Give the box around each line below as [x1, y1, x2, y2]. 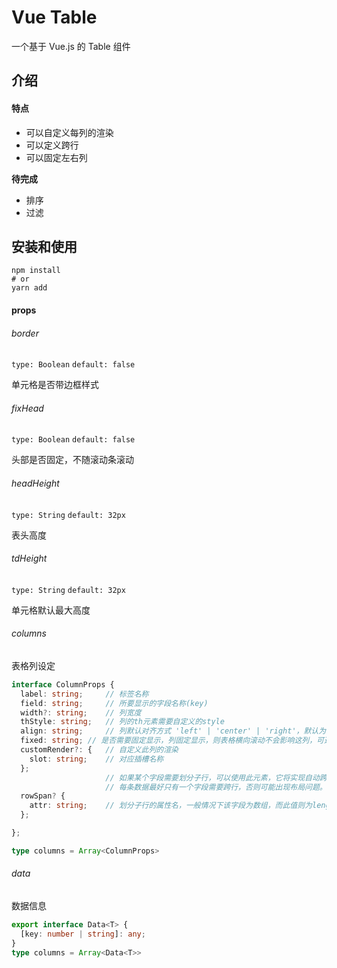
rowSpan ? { [20, 791, 66, 801]
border [11, 327, 39, 339]
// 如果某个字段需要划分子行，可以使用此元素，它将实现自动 [105, 772, 320, 783]
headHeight [11, 477, 60, 489]
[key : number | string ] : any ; [20, 929, 146, 939]
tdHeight [11, 552, 48, 565]
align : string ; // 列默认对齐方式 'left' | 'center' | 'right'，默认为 [20, 726, 327, 736]
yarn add [11, 283, 48, 293]
